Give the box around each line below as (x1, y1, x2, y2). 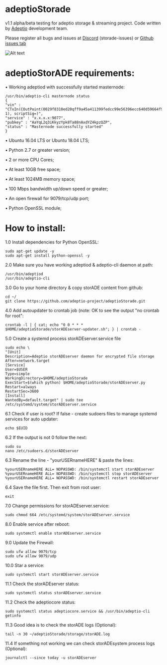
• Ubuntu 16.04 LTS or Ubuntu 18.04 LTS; (5, 137, 89, 143)
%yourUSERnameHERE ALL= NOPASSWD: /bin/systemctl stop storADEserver (5, 471, 153, 476)
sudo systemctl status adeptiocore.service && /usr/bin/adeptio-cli (5, 609, 150, 614)
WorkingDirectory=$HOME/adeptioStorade (5, 375, 88, 380)
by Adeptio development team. (5, 25, 69, 31)
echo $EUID (5, 425, 28, 430)
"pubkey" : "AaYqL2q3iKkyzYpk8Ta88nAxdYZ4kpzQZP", (5, 120, 112, 125)
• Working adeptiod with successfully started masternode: (5, 84, 125, 90)
